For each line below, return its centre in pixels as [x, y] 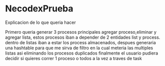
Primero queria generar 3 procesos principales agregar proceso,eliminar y [81, 32]
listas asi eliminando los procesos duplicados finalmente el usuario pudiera [82, 53]
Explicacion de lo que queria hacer [40, 22]
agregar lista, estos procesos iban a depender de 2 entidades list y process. [83, 37]
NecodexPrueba [39, 9]
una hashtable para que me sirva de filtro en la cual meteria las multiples [79, 48]
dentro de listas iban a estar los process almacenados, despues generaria [81, 42]
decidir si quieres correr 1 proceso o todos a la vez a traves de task [74, 58]
